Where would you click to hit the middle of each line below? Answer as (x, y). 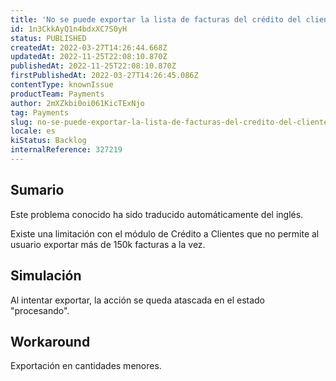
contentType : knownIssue (62, 85)
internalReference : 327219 (66, 150)
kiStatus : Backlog (48, 141)
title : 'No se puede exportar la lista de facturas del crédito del (156, 19)
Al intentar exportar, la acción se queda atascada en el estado (137, 300)
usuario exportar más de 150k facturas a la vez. (108, 244)
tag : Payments (40, 112)
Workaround (50, 341)
